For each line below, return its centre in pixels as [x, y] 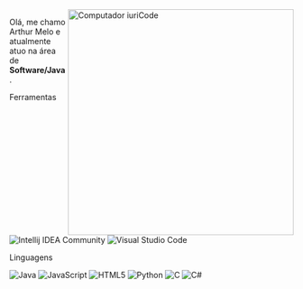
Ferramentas [33, 97]
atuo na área [33, 51]
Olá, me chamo [37, 22]
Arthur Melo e [35, 32]
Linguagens [31, 257]
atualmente [30, 41]
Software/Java [37, 70]
